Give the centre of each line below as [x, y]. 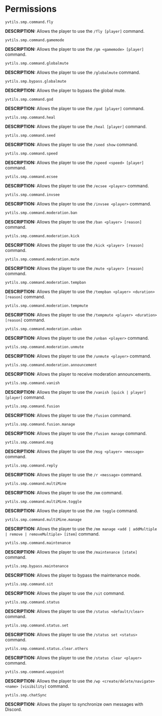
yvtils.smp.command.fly [29, 22]
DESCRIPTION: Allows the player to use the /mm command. [64, 492]
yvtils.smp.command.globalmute [37, 63]
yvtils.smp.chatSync [26, 695]
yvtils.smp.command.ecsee [31, 177]
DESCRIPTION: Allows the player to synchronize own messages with [74, 704]
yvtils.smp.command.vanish [32, 383]
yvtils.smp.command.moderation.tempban [46, 282]
